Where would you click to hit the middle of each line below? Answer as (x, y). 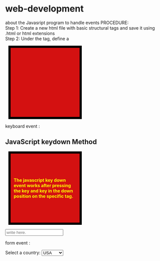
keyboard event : (23, 126)
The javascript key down (40, 180)
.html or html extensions (30, 33)
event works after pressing (42, 185)
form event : (18, 243)
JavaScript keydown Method (51, 142)
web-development (44, 9)
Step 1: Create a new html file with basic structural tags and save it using (80, 28)
